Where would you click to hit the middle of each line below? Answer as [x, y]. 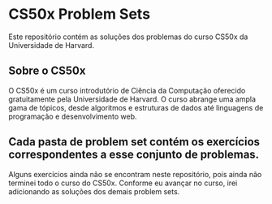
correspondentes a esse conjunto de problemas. [134, 155]
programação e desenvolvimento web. [73, 116]
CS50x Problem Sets [80, 14]
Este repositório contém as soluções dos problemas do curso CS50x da [128, 37]
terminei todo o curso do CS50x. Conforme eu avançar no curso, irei [123, 183]
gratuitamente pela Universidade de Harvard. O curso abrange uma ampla [132, 99]
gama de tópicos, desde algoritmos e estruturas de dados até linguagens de [136, 107]
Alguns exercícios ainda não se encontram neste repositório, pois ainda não [135, 174]
